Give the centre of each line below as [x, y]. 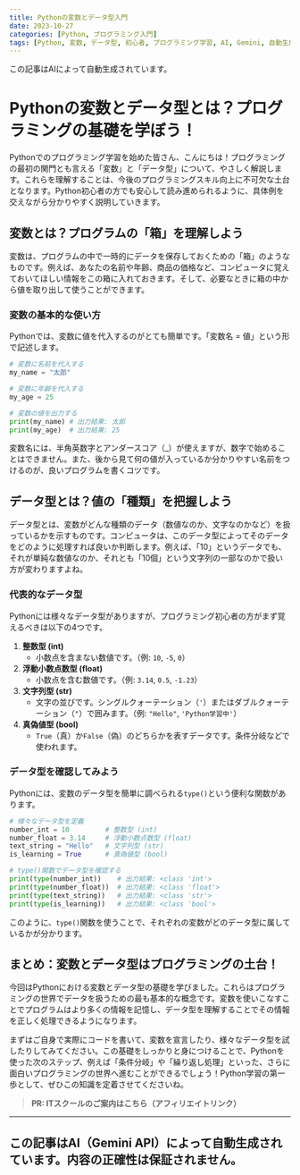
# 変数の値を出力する [43, 413]
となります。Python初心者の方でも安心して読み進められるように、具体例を [146, 191]
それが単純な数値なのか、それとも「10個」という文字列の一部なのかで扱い [146, 558]
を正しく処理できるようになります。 [75, 1021]
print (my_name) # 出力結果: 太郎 [67, 421]
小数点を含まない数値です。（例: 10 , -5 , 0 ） [112, 657]
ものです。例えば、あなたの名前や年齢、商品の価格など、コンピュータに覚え [150, 267]
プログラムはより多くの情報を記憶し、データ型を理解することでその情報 [157, 1010]
